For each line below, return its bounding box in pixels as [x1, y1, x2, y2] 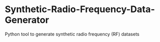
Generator [5, 14, 49, 26]
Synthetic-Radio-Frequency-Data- [5, 4, 155, 15]
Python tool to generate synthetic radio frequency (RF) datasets [5, 31, 139, 37]
